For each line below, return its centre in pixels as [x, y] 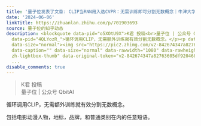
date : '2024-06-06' [31, 17]
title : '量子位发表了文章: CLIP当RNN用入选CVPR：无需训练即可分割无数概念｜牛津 [97, 12]
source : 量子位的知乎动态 [35, 28]
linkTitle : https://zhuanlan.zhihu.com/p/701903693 [72, 23]
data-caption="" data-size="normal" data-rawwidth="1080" [86, 51]
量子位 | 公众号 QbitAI [47, 92]
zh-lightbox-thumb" [36, 56]
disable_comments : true [36, 67]
